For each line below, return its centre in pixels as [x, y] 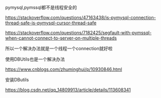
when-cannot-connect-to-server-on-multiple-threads [61, 38]
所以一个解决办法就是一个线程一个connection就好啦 [59, 48]
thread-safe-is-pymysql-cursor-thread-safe [51, 23]
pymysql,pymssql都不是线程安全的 [41, 7]
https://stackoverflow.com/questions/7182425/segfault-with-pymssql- [78, 33]
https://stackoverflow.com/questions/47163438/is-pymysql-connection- [81, 17]
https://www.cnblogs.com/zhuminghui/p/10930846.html [64, 69]
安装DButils [17, 80]
